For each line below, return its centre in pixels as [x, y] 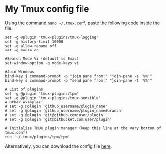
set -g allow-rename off [31, 46]
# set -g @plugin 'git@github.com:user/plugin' [55, 115]
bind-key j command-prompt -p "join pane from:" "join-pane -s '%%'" [79, 76]
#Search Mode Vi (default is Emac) [42, 59]
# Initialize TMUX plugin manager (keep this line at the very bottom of [83, 128]
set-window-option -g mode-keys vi [42, 63]
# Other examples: [24, 102]
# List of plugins [24, 89]
